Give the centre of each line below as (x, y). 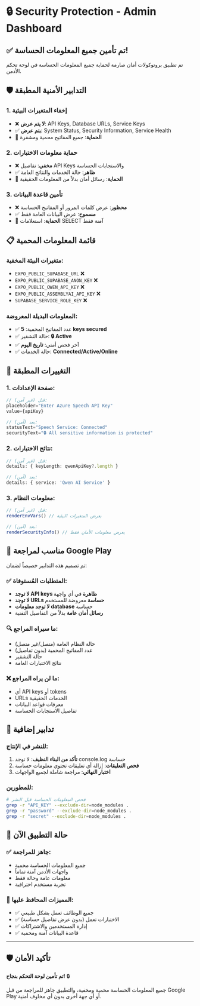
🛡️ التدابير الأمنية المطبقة (46, 91)
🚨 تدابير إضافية (30, 729)
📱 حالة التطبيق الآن (37, 835)
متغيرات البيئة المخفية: (35, 260)
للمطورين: (20, 787)
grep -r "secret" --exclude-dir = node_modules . (66, 817)
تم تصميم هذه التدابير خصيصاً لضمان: (47, 565)
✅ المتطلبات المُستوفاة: (37, 581)
